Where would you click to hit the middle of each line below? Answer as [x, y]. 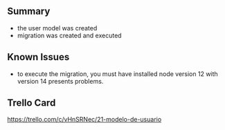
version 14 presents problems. [60, 81]
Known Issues [38, 57]
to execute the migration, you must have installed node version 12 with [117, 74]
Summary [29, 11]
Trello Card [31, 103]
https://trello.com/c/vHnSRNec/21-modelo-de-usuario [84, 120]
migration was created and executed [70, 35]
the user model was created [57, 28]
